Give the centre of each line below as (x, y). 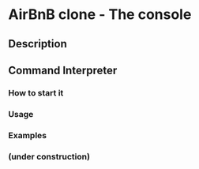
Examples (28, 135)
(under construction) (49, 156)
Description (38, 44)
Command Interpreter (63, 70)
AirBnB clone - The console (100, 15)
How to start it (36, 92)
